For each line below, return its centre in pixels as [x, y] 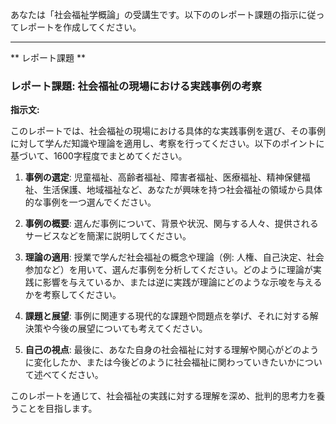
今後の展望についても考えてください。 [129, 329]
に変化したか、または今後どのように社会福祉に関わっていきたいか [160, 362]
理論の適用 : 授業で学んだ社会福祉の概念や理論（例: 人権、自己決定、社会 [174, 257]
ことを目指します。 [58, 409]
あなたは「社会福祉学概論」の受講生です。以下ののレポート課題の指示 [154, 14]
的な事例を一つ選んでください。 [90, 202]
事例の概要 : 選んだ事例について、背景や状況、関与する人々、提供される [171, 224]
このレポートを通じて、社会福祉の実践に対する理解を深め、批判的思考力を [163, 396]
